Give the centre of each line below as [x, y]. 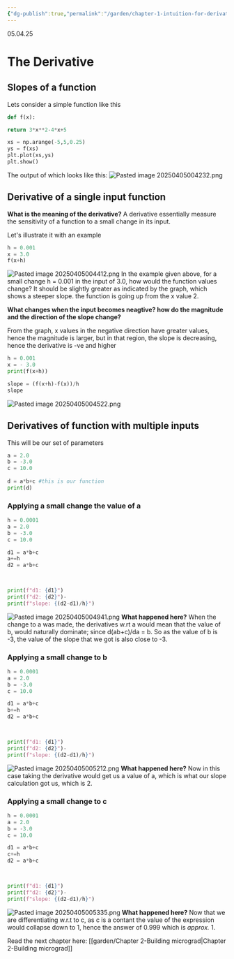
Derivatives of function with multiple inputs [103, 426]
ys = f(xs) [23, 149]
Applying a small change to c [57, 801]
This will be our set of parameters [56, 442]
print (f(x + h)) [28, 372]
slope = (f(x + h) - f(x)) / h [43, 384]
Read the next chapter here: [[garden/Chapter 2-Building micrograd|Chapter [117, 941]
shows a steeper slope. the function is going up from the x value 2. [103, 296]
